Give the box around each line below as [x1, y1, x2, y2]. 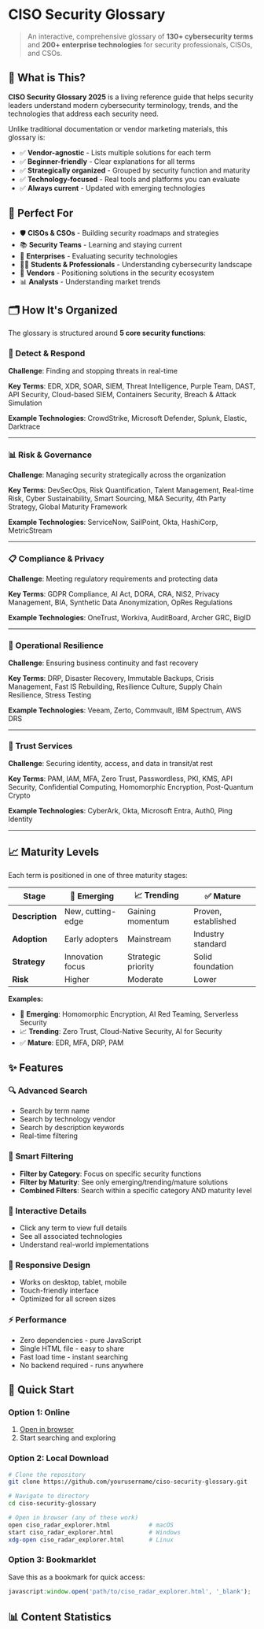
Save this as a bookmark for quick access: [8, 1572, 145, 1582]
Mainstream [126, 933, 171, 944]
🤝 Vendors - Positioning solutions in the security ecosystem [19, 268, 214, 277]
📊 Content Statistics [8, 1610, 112, 1624]
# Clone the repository [8, 1471, 86, 1478]
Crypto [8, 790, 31, 800]
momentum [126, 916, 170, 927]
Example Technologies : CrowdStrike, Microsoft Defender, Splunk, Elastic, [8, 413, 247, 422]
